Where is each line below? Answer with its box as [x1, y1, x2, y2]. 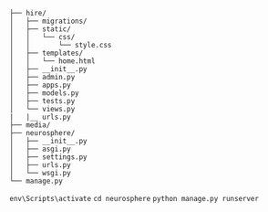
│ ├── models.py [9, 89, 79, 98]
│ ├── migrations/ [9, 16, 88, 26]
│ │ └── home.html [9, 57, 96, 66]
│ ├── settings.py [9, 153, 88, 162]
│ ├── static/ [9, 25, 71, 34]
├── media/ [9, 121, 51, 130]
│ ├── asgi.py [9, 144, 71, 154]
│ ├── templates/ [9, 48, 84, 58]
